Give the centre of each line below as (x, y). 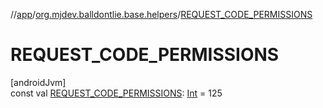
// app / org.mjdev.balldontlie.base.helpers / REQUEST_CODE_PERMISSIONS (161, 14)
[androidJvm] (38, 82)
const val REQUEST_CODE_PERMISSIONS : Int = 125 (116, 93)
